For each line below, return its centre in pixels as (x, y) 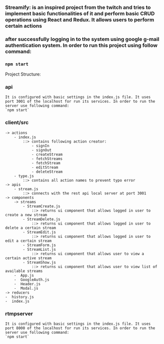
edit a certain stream (28, 241)
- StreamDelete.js (42, 219)
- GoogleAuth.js (32, 280)
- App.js (24, 275)
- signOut (41, 150)
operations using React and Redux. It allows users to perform (80, 20)
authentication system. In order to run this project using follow (81, 45)
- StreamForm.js (39, 245)
